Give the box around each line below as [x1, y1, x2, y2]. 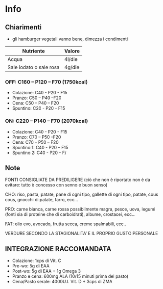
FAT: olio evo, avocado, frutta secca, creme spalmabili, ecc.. [5, 221, 126, 227]
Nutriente [22, 48, 45, 54]
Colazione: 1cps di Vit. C [12, 258, 61, 263]
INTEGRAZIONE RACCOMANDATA [5, 244, 112, 253]
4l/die [64, 56, 78, 62]
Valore [64, 48, 80, 54]
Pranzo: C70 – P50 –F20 [12, 134, 61, 140]
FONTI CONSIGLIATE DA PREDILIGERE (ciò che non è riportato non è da [5, 177, 150, 183]
